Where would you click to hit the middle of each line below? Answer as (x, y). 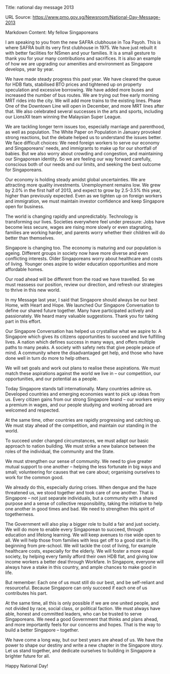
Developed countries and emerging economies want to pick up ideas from (83, 394)
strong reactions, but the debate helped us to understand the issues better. (84, 137)
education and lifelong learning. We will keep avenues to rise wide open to (83, 535)
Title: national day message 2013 (40, 7)
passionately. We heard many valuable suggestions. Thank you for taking (82, 316)
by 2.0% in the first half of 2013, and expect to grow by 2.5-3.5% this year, (83, 190)
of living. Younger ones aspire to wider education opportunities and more (82, 264)
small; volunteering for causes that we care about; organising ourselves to (83, 472)
